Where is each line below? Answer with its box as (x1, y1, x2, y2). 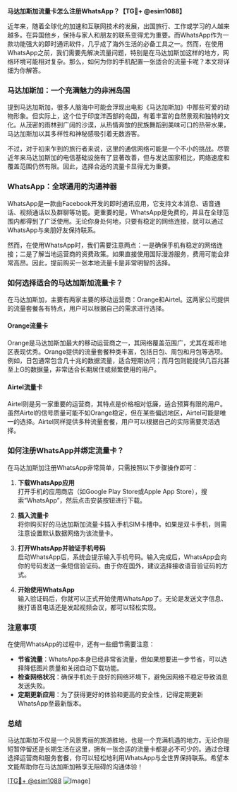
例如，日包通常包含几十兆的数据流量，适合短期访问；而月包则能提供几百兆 (7, 357, 224, 365)
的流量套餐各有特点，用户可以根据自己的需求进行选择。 (7, 304, 168, 312)
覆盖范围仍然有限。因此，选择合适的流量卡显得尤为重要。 (7, 162, 174, 171)
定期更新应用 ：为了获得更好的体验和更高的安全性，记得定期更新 (17, 690, 203, 699)
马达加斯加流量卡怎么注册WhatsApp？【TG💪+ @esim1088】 (7, 7, 186, 15)
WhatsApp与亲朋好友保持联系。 (7, 226, 100, 234)
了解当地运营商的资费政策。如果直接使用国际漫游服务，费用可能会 (31, 249, 224, 258)
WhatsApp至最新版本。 (17, 699, 86, 707)
